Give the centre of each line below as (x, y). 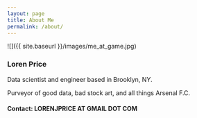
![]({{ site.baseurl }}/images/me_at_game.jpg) (72, 47)
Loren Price (27, 65)
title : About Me (31, 20)
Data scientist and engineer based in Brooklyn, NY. (80, 79)
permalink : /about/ (35, 26)
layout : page (26, 14)
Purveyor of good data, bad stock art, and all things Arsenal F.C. (99, 93)
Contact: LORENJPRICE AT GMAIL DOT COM (72, 109)
